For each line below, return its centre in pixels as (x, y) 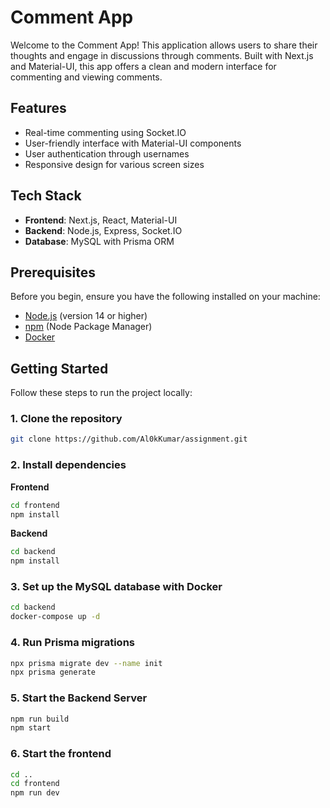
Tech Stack (46, 196)
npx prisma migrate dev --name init (86, 663)
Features (38, 108)
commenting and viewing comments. (86, 77)
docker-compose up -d (55, 617)
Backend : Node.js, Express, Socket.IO (103, 230)
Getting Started (59, 368)
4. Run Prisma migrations (73, 643)
